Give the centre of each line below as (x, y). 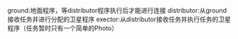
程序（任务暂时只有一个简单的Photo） (63, 28)
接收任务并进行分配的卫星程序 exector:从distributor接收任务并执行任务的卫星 (119, 19)
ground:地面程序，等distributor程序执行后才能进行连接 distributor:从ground (117, 10)
